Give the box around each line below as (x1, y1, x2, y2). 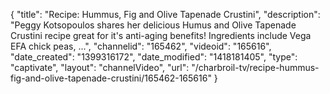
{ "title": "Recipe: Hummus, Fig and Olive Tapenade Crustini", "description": (10, 9, 321, 20)
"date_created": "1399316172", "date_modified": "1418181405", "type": (10, 51, 298, 63)
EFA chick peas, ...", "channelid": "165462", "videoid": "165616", (10, 40, 272, 52)
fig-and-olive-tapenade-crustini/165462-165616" (10, 72, 212, 84)
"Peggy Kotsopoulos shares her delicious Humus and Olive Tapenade (10, 19, 297, 31)
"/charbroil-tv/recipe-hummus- (191, 62, 320, 73)
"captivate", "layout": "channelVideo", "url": (10, 62, 190, 73)
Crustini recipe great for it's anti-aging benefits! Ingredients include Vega (10, 30, 312, 41)
